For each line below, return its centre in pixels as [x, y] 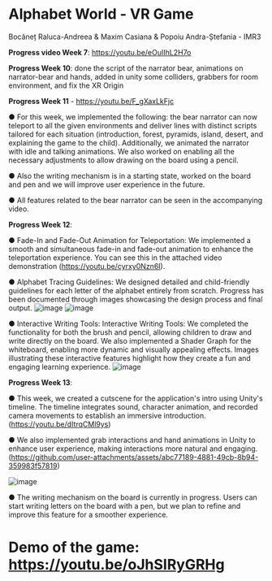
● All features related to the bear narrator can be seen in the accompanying [136, 200]
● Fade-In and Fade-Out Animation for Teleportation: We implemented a [130, 240]
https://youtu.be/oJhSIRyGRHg [117, 565]
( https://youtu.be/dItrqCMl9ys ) [60, 424]
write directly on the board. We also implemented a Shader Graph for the [130, 340]
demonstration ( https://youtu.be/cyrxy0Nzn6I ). [87, 266]
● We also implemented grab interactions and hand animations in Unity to [132, 440]
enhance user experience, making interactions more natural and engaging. [133, 449]
